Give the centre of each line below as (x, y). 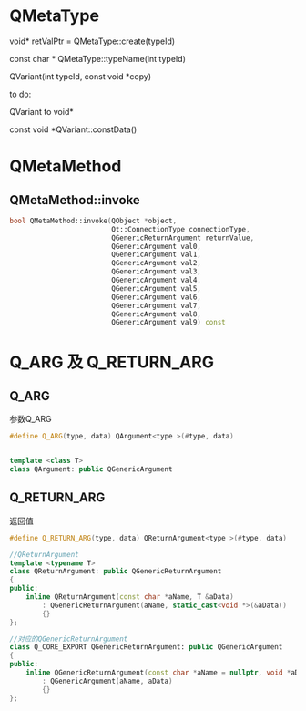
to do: (20, 94)
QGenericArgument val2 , (156, 263)
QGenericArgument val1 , (156, 255)
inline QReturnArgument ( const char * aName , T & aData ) (130, 597)
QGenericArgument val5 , (156, 288)
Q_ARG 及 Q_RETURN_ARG (112, 362)
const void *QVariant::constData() (73, 129)
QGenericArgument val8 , (156, 314)
